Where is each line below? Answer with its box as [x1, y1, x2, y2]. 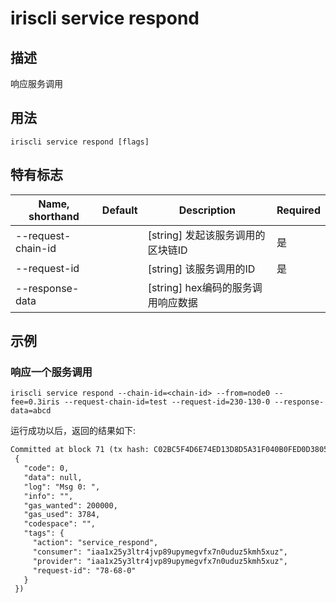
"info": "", [23, 491, 74, 501]
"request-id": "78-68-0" [32, 565, 137, 576]
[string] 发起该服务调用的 [147, 228, 266, 242]
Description [178, 203, 237, 217]
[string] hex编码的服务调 [147, 280, 263, 294]
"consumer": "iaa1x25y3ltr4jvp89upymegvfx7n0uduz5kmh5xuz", [32, 547, 288, 557]
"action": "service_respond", [32, 538, 159, 548]
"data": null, [23, 472, 83, 482]
